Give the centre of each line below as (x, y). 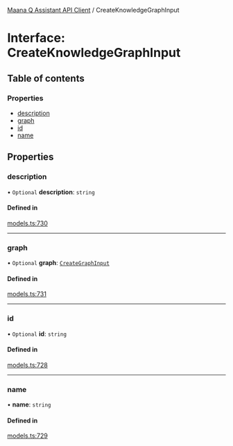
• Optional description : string (51, 192)
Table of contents (46, 78)
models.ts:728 (28, 365)
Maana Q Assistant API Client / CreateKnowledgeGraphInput (93, 10)
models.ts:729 (28, 436)
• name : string (29, 404)
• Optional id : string (37, 334)
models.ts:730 (28, 223)
